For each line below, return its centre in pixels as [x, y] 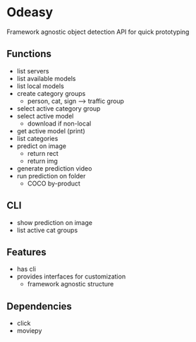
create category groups [51, 93]
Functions [29, 54]
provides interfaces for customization [71, 276]
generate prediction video [54, 168]
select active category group [59, 108]
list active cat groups [47, 230]
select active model [45, 116]
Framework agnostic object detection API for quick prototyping [98, 32]
